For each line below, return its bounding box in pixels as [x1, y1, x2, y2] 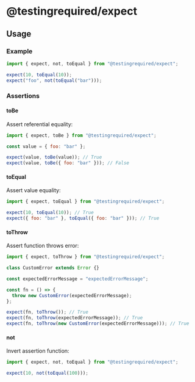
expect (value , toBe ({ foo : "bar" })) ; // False [6, 160, 130, 166]
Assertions [6, 92, 40, 100]
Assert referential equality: [6, 120, 73, 128]
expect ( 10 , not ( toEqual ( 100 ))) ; [6, 370, 88, 377]
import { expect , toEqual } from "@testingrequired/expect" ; [6, 198, 165, 205]
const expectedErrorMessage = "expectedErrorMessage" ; [6, 276, 149, 282]
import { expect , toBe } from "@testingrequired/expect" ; [6, 132, 157, 139]
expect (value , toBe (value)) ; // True [6, 154, 102, 160]
